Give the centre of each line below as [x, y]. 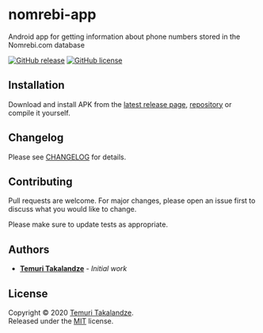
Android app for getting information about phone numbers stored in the [124, 36]
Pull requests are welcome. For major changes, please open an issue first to [132, 201]
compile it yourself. [39, 113]
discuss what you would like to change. [72, 209]
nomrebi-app [52, 15]
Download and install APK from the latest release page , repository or [120, 104]
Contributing [40, 181]
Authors [29, 249]
